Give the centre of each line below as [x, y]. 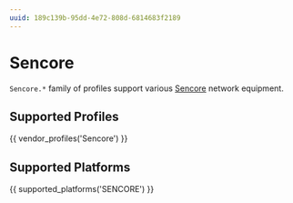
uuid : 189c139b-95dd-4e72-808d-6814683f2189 [95, 18]
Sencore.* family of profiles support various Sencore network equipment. [146, 88]
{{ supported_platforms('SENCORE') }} [82, 189]
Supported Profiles [65, 116]
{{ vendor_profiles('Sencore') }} [69, 138]
